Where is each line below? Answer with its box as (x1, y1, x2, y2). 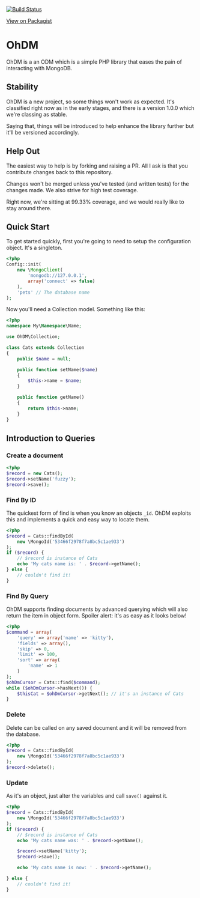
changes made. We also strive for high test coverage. (6, 186, 139, 193)
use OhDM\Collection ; (6, 334, 61, 340)
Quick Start (6, 222, 50, 232)
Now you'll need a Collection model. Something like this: (6, 306, 145, 313)
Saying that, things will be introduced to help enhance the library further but (6, 122, 194, 129)
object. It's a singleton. (6, 244, 63, 252)
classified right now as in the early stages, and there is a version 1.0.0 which (6, 104, 195, 111)
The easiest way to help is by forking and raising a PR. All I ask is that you (6, 162, 188, 169)
